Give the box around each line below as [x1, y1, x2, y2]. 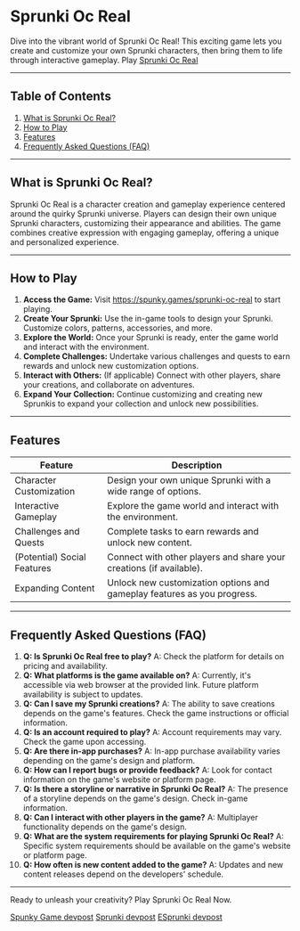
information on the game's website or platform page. [22, 774, 216, 785]
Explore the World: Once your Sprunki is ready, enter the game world [22, 332, 279, 343]
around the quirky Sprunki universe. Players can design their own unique [10, 208, 277, 219]
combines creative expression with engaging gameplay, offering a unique [10, 227, 280, 238]
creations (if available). [107, 562, 203, 575]
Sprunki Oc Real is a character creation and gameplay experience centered [10, 199, 286, 209]
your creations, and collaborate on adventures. [22, 380, 195, 390]
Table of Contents [10, 89, 112, 104]
